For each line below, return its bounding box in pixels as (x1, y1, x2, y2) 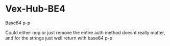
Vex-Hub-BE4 (5, 3, 65, 15)
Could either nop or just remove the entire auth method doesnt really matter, (5, 29, 165, 35)
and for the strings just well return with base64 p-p (5, 35, 113, 41)
